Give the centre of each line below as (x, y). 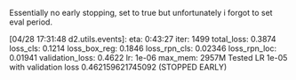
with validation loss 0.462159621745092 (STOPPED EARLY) (118, 67)
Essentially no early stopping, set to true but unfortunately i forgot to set (141, 13)
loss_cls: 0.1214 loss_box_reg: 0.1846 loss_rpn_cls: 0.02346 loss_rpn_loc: (143, 48)
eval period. (31, 22)
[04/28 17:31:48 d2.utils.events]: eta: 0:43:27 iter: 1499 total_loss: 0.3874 (143, 39)
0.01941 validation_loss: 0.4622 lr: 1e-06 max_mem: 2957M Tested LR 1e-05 (148, 58)
